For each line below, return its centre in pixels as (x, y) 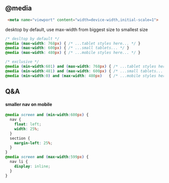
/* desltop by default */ (32, 39)
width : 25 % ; (27, 129)
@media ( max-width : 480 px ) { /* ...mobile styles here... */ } (73, 53)
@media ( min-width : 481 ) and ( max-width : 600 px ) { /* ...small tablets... (84, 71)
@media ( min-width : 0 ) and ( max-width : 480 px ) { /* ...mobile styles (81, 76)
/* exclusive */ (22, 62)
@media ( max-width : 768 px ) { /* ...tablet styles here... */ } (73, 43)
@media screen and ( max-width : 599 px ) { (47, 157)
